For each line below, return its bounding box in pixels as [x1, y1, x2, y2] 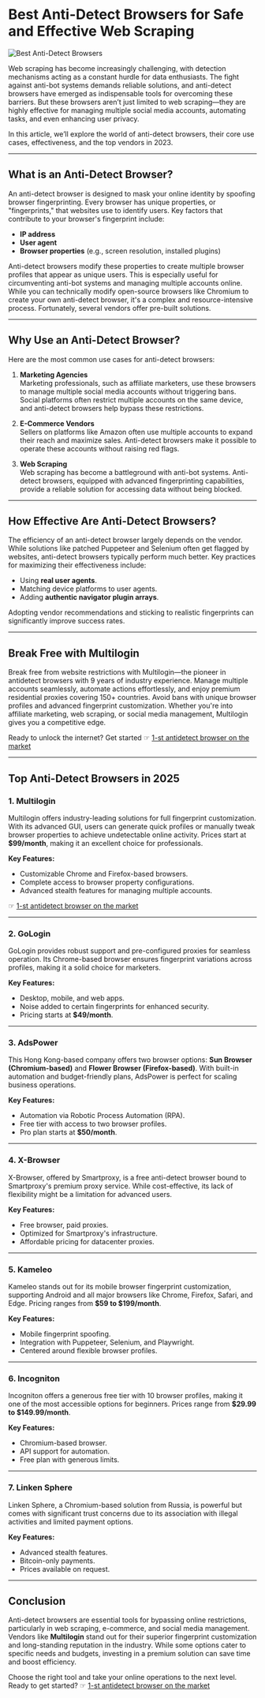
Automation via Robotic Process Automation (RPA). [19, 1111, 185, 1120]
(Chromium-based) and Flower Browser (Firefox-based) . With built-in [8, 1064, 239, 1073]
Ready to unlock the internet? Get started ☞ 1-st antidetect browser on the [8, 733, 250, 742]
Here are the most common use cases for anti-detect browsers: [8, 354, 215, 364]
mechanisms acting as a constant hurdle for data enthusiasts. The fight [8, 72, 239, 81]
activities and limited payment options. [8, 1517, 134, 1526]
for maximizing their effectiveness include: [8, 560, 147, 570]
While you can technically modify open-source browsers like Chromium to [8, 286, 249, 296]
